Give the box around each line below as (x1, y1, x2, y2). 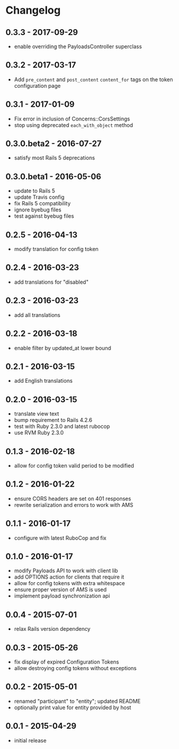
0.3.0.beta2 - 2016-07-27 (5, 139, 102, 149)
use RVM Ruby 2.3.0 (14, 429, 64, 436)
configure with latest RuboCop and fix (14, 534, 107, 541)
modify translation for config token (14, 246, 99, 253)
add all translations (14, 311, 60, 318)
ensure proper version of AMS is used (14, 586, 107, 594)
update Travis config (14, 193, 65, 201)
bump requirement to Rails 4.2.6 (14, 417, 93, 424)
